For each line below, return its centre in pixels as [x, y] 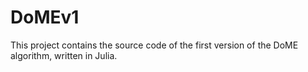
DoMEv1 [45, 17]
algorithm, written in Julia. [64, 55]
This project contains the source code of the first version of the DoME [154, 45]
